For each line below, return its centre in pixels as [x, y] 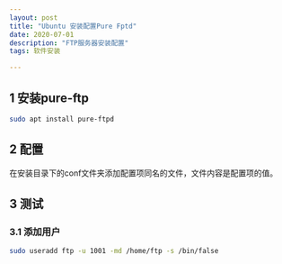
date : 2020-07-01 [42, 34]
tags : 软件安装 [35, 51]
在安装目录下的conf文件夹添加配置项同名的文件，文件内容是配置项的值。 [144, 173]
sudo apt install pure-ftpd [62, 119]
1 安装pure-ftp [49, 98]
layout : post [34, 18]
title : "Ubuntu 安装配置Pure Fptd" [73, 26]
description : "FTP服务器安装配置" [69, 43]
